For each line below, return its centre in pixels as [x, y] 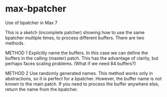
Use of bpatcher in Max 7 [31, 23]
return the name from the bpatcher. [42, 89]
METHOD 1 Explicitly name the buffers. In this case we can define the [77, 53]
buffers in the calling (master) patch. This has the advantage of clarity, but [82, 58]
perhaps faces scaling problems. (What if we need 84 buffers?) [71, 63]
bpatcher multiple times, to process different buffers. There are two [75, 38]
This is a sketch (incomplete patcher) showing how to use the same [75, 32]
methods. [15, 43]
